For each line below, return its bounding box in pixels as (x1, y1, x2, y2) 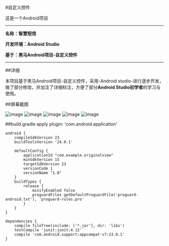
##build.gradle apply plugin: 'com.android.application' (5, 121, 117, 127)
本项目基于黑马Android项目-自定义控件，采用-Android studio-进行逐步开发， (5, 78, 164, 84)
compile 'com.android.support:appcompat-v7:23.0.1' (14, 232, 125, 237)
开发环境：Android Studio (5, 41, 60, 47)
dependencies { (5, 219, 37, 224)
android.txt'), (5, 197, 37, 202)
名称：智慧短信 (5, 31, 36, 36)
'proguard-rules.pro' (39, 197, 84, 202)
